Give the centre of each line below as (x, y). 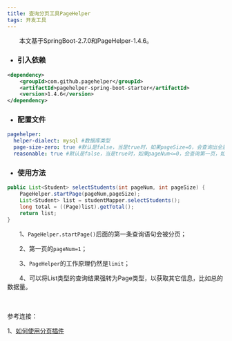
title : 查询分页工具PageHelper (49, 13)
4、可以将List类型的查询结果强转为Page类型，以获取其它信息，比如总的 (121, 278)
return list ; (38, 213)
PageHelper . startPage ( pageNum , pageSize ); (80, 194)
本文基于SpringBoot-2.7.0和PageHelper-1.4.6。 (86, 40)
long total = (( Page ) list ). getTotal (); (77, 207)
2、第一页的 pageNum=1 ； (53, 248)
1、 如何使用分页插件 (36, 331)
